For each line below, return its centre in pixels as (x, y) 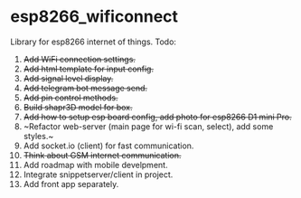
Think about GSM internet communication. (102, 155)
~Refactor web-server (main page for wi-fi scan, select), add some (148, 126)
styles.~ (38, 136)
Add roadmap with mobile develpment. (95, 165)
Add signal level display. (68, 78)
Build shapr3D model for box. (78, 107)
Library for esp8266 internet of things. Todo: (94, 42)
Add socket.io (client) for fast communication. (108, 146)
